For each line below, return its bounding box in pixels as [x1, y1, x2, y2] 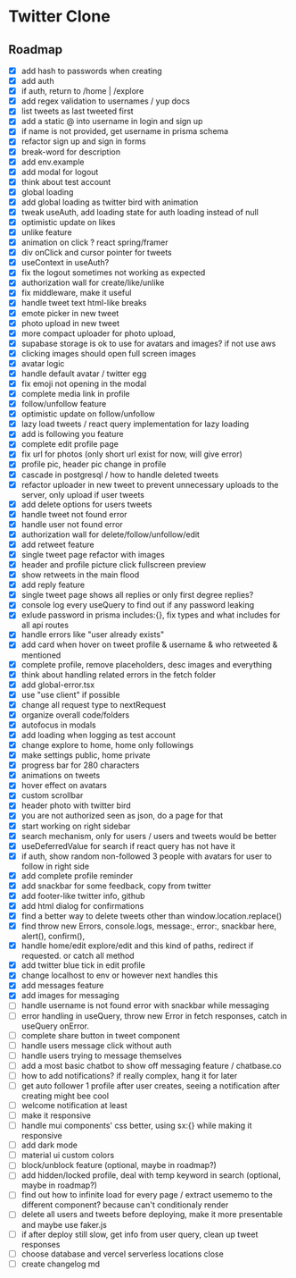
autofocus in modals [21, 719, 96, 730]
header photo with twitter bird [21, 800, 131, 811]
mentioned [21, 650, 62, 660]
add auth [21, 76, 54, 87]
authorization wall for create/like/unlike [21, 277, 165, 288]
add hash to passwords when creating [21, 65, 162, 76]
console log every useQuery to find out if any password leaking [21, 600, 255, 610]
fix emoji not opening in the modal [21, 378, 147, 389]
